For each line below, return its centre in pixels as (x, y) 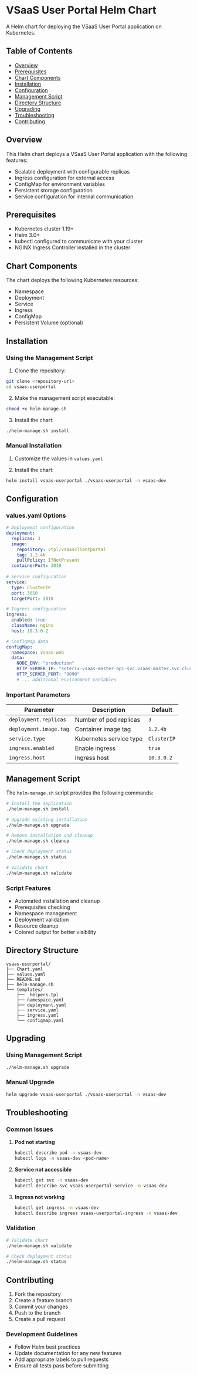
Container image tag (103, 729)
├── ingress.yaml (38, 1015)
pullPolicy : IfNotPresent (48, 561)
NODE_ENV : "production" (46, 663)
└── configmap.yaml (40, 1020)
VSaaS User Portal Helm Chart (81, 10)
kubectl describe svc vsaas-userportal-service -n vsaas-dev (91, 1186)
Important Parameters (38, 694)
